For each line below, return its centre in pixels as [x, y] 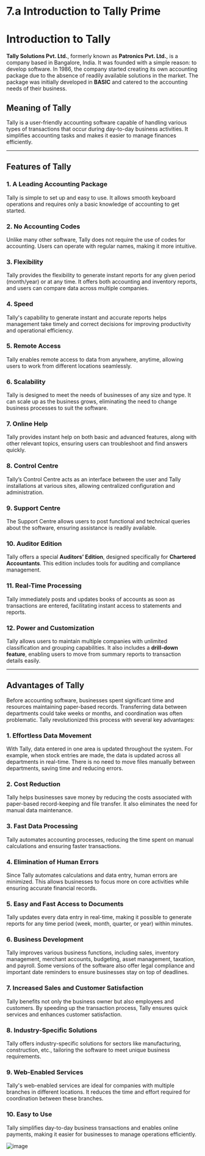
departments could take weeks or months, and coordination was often [95, 713]
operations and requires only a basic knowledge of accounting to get [93, 204]
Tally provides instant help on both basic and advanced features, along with [102, 437]
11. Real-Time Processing [44, 586]
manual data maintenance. [40, 810]
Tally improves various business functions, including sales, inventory [92, 953]
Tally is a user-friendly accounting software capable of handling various [97, 122]
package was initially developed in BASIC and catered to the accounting [97, 82]
